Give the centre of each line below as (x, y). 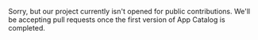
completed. (27, 28)
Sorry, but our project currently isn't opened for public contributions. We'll (129, 11)
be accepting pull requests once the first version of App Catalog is (117, 20)
